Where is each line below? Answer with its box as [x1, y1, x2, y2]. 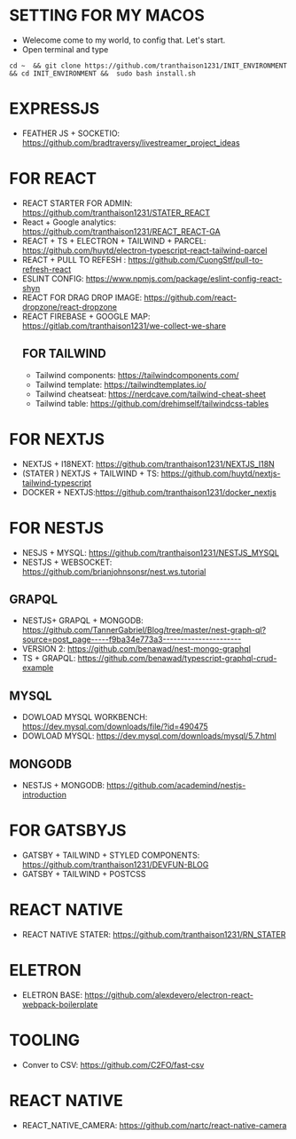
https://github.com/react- [144, 292, 238, 303]
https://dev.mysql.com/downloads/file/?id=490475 [21, 721, 208, 732]
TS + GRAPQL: [21, 653, 76, 664]
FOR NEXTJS [9, 429, 105, 449]
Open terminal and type [21, 44, 109, 54]
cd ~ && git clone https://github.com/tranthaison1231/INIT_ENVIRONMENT [9, 61, 288, 70]
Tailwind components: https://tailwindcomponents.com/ [35, 369, 239, 380]
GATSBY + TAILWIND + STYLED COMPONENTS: [21, 850, 200, 860]
